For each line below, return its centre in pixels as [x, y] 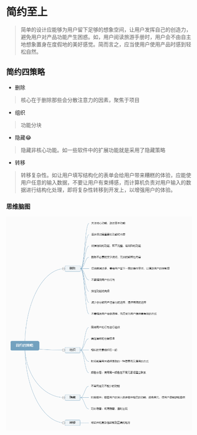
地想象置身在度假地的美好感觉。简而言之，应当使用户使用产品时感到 [103, 44]
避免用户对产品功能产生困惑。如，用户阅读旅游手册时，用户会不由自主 [106, 37]
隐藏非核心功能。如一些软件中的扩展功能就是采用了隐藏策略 [93, 150]
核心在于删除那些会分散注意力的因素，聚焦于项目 [80, 100]
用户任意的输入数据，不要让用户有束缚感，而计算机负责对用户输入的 [103, 182]
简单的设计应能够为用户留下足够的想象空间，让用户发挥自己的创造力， [106, 29]
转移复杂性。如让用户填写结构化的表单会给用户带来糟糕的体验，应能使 [106, 175]
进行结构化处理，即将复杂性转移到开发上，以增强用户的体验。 [101, 190]
